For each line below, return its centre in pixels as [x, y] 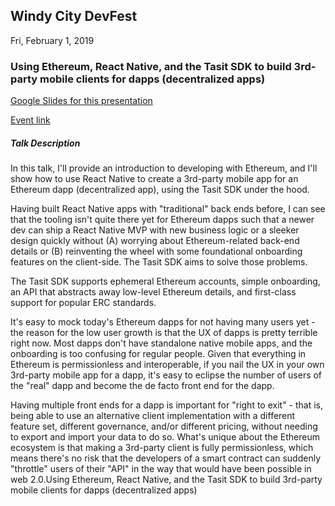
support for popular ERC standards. [83, 303]
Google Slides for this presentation [81, 101]
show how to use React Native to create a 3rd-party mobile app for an [154, 179]
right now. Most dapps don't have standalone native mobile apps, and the [161, 343]
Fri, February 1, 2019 [52, 40]
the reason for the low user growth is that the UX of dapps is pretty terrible [164, 333]
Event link [30, 120]
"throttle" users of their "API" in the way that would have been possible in [161, 469]
